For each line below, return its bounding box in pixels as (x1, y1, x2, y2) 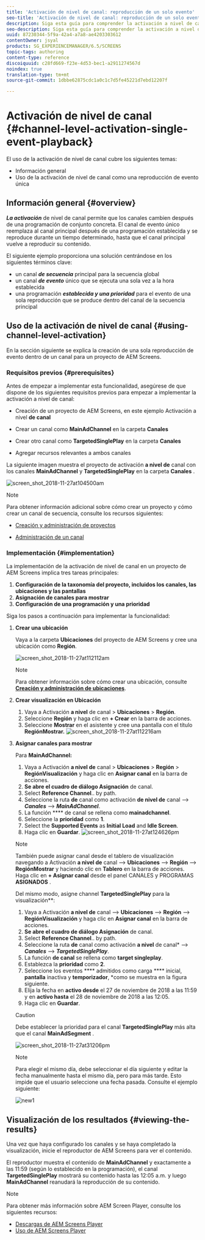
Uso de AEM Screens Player (15, 1227, 87, 1234)
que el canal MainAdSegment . (15, 1030, 95, 1037)
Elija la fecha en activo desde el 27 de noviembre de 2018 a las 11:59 (24, 986, 197, 994)
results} (6, 1124, 38, 1135)
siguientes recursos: (6, 1209, 58, 1216)
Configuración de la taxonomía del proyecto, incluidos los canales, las (15, 581, 197, 588)
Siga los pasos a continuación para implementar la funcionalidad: (6, 612, 170, 620)
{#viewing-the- (129, 1114, 190, 1125)
